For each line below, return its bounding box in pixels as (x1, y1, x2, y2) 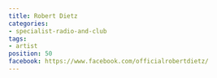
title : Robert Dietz (8, 11, 79, 20)
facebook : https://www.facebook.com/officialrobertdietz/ (8, 58, 209, 66)
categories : (8, 19, 49, 28)
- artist (8, 42, 38, 50)
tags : (8, 34, 27, 43)
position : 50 (8, 50, 53, 58)
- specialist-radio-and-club (8, 27, 107, 35)
